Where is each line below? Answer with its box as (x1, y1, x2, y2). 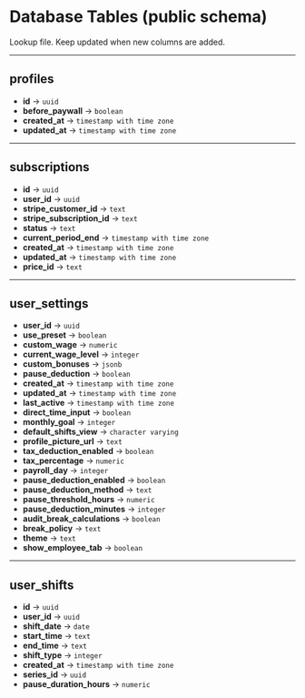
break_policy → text (22, 523, 102, 534)
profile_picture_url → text (22, 436, 123, 447)
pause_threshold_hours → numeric (22, 494, 156, 505)
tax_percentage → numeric (22, 455, 125, 466)
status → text (22, 222, 76, 233)
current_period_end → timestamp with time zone (22, 232, 210, 243)
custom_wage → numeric (22, 339, 118, 350)
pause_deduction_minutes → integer (22, 503, 166, 515)
